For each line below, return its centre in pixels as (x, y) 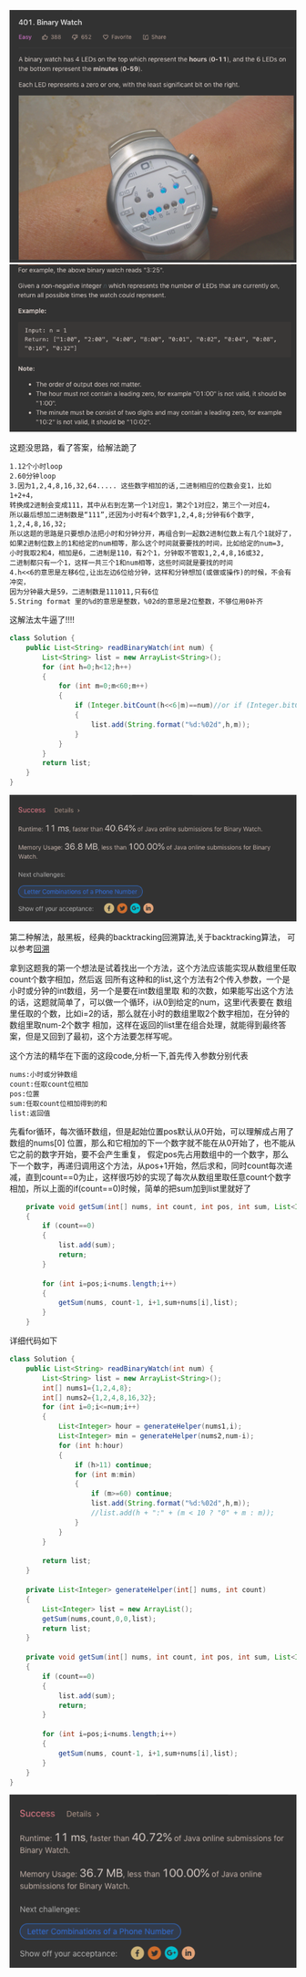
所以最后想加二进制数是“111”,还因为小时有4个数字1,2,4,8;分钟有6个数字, (132, 515)
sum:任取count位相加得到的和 (58, 1103)
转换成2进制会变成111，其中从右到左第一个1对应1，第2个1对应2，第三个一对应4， (142, 506)
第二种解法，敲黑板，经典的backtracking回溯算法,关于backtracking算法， (147, 937)
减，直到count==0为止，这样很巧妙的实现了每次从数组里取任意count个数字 (150, 1176)
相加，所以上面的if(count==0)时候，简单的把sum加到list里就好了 (131, 1188)
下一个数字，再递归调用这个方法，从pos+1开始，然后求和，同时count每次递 (151, 1165)
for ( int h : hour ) (91, 1445)
